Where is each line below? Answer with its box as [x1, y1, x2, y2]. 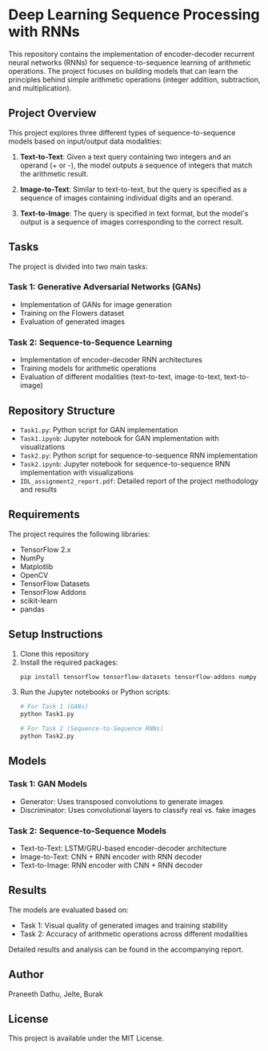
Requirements [8, 507, 80, 522]
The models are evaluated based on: [8, 904, 130, 915]
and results [19, 484, 58, 494]
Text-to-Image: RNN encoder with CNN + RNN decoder [19, 860, 203, 870]
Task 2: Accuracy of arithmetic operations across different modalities [19, 928, 248, 939]
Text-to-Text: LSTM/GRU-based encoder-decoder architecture [19, 843, 227, 853]
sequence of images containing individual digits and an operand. [19, 192, 234, 202]
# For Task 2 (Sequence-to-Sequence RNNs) [19, 725, 164, 733]
